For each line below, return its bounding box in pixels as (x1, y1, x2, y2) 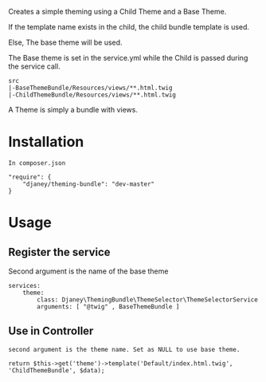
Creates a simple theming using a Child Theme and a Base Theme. (8, 7, 227, 16)
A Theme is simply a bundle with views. (8, 105, 138, 114)
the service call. (8, 61, 61, 71)
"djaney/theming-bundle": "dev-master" (22, 179, 155, 188)
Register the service (8, 245, 111, 258)
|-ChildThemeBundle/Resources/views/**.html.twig (8, 91, 177, 99)
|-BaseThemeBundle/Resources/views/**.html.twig (8, 84, 173, 92)
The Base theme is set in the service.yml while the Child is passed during (8, 53, 248, 62)
